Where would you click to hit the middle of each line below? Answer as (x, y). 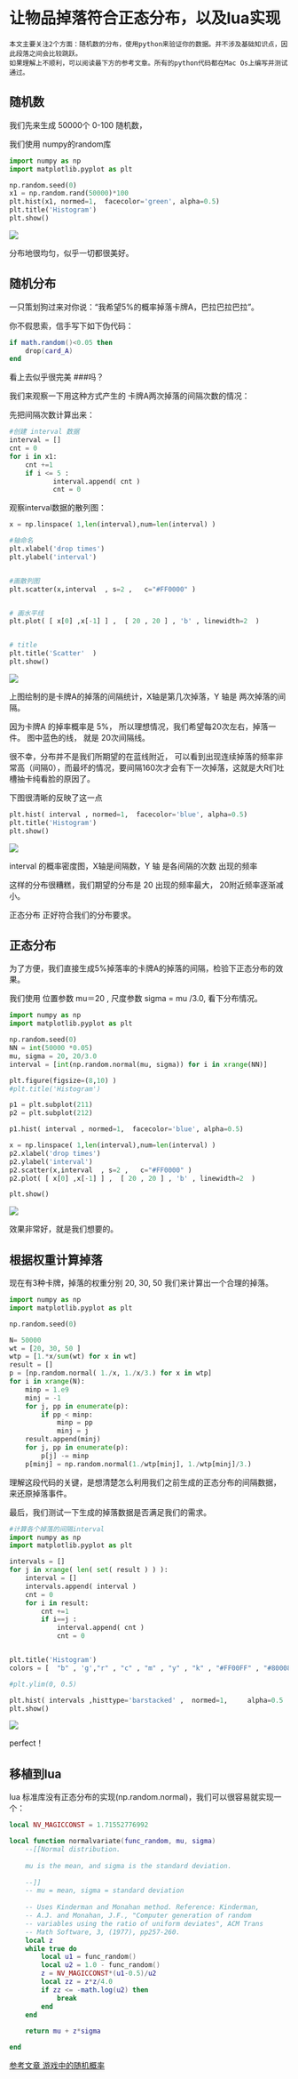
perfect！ (27, 1743)
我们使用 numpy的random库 (60, 144)
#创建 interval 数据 (44, 432)
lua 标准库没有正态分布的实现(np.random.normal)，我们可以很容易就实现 (141, 1797)
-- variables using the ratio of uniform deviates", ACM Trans (145, 1923)
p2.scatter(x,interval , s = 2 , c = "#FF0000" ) (101, 1170)
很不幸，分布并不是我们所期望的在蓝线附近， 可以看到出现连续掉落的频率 (142, 756)
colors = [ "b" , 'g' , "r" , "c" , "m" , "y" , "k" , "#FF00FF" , (134, 1668)
